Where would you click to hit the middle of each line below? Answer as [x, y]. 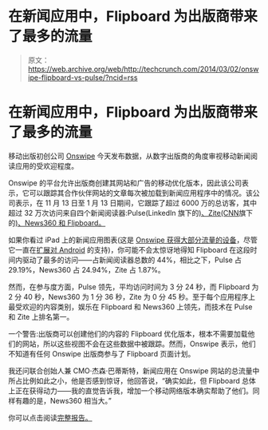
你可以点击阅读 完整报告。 [50, 417]
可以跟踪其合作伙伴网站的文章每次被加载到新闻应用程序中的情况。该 [141, 193]
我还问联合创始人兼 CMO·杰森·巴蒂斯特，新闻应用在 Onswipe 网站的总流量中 [134, 370]
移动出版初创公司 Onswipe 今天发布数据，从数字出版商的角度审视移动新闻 [130, 156]
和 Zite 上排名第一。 [41, 317]
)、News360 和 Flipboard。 [61, 223]
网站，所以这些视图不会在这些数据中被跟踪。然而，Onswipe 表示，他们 [139, 344]
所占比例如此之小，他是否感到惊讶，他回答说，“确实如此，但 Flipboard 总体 [132, 380]
